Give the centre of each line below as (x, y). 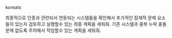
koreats (13, 7)
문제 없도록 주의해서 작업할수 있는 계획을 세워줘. (53, 30)
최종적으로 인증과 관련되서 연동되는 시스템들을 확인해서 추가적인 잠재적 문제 (81, 18)
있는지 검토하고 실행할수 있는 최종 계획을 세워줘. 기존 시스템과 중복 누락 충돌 (91, 24)
